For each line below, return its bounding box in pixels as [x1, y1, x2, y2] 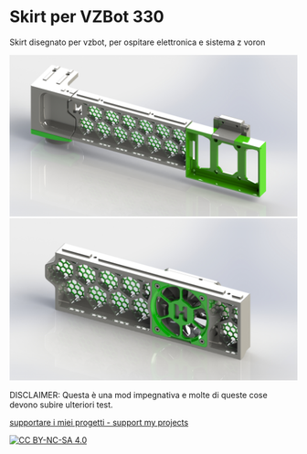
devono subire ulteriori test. [9, 399, 113, 410]
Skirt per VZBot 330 [9, 6, 164, 27]
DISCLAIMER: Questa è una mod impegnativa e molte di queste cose [9, 389, 268, 400]
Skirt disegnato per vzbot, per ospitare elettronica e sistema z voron [9, 37, 266, 48]
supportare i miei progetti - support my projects [9, 417, 189, 428]
